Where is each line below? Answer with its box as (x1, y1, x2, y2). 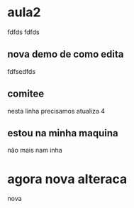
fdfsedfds (7, 67, 36, 75)
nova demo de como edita (7, 48, 124, 60)
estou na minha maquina (7, 127, 118, 139)
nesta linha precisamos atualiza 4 (7, 106, 105, 115)
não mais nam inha (7, 146, 62, 155)
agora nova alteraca (7, 171, 128, 187)
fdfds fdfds (7, 28, 40, 36)
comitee (7, 88, 45, 100)
